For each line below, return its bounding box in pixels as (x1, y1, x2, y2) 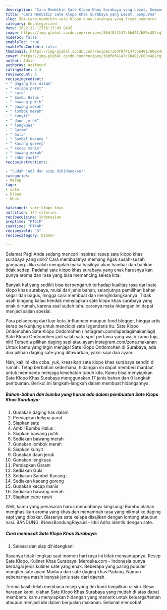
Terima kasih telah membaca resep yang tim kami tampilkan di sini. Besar (5, 583, 155, 589)
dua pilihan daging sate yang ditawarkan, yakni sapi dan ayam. (5, 349, 134, 355)
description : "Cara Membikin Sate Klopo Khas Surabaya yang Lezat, (5, 7, 148, 12)
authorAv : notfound (5, 63, 46, 68)
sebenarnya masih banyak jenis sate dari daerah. (5, 574, 106, 580)
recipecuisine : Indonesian (5, 215, 61, 220)
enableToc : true (5, 40, 39, 45)
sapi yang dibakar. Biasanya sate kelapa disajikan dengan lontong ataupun (5, 514, 158, 520)
